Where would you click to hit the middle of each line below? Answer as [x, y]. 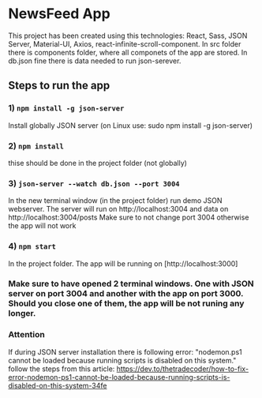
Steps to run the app [59, 86]
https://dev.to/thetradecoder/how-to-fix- [183, 369]
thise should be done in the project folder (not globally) [98, 163]
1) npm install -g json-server [66, 108]
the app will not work [42, 226]
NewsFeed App [59, 14]
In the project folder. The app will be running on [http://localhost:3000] [123, 263]
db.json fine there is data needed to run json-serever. [95, 61]
